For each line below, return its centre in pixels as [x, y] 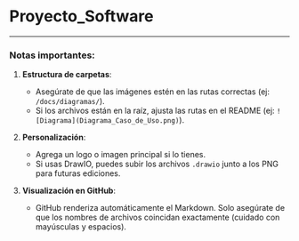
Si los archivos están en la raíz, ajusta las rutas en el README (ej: [155, 111]
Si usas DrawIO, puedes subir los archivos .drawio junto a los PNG [157, 164]
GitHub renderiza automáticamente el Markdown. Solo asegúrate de [160, 208]
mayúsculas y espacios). [81, 227]
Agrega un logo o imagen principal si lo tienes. [121, 155]
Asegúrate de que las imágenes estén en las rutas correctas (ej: [152, 92]
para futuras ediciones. [78, 173]
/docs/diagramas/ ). [70, 101]
